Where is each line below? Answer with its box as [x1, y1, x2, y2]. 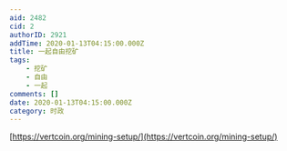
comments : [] [9, 89, 59, 98]
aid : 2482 [9, 13, 47, 23]
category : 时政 [9, 106, 65, 116]
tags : [9, 55, 30, 65]
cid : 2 [9, 22, 35, 31]
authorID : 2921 [9, 30, 67, 39]
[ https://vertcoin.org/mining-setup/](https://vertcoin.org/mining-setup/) [9, 131, 278, 142]
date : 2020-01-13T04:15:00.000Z [9, 97, 132, 107]
